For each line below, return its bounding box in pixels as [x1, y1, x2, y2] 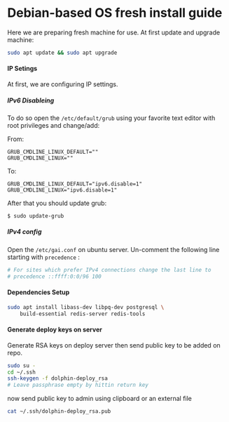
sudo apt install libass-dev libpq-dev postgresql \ [7, 303, 165, 310]
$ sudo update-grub [7, 212, 64, 219]
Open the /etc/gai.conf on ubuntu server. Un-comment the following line [7, 245, 220, 253]
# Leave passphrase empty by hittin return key [7, 381, 149, 389]
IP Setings [7, 65, 38, 73]
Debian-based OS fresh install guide [7, 5, 223, 21]
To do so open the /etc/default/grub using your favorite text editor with [7, 114, 216, 122]
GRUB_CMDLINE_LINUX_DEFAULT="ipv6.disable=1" [7, 180, 142, 187]
